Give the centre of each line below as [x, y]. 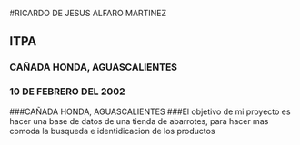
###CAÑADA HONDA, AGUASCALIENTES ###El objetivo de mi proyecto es [150, 111]
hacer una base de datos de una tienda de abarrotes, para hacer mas [139, 121]
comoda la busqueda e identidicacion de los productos [112, 130]
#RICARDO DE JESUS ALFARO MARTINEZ [88, 13]
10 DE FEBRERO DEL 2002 [67, 92]
